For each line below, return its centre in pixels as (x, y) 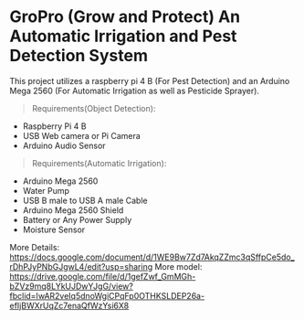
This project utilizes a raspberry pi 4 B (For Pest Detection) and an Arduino (150, 80)
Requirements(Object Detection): (94, 108)
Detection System (79, 56)
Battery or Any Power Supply (77, 219)
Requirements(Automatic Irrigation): (99, 163)
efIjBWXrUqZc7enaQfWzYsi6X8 (69, 305)
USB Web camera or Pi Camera (82, 135)
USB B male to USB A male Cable (85, 200)
